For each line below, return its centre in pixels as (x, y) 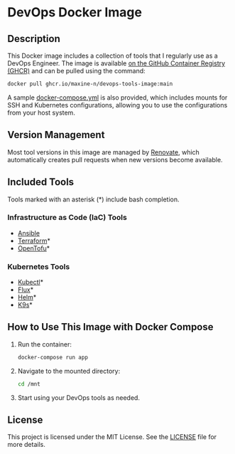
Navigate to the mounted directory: (69, 371)
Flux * (26, 290)
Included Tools (41, 182)
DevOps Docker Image (75, 12)
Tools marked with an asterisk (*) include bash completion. (93, 199)
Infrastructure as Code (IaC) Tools (67, 218)
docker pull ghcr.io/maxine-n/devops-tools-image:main (90, 84)
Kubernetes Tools (39, 266)
